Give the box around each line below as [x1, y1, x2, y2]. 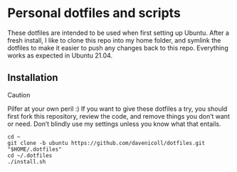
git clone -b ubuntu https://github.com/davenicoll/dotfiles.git [7, 139, 205, 146]
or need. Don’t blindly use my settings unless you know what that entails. [7, 119, 221, 128]
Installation [7, 72, 58, 84]
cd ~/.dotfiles [7, 151, 53, 159]
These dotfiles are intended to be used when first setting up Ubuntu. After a [7, 28, 230, 37]
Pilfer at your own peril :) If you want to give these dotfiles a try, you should [7, 104, 228, 113]
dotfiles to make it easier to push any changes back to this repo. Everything [7, 43, 229, 52]
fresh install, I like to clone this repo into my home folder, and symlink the [7, 36, 221, 44]
